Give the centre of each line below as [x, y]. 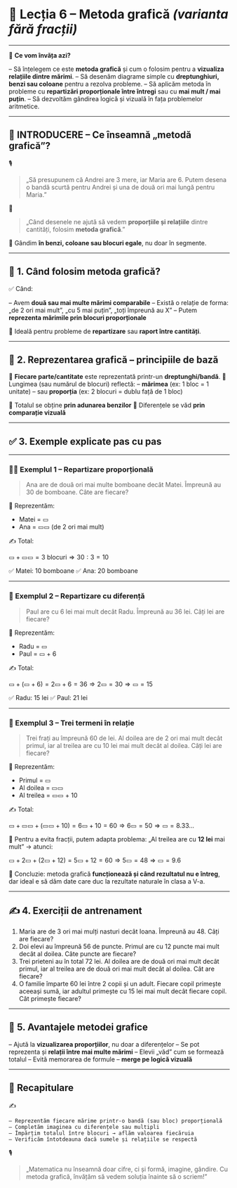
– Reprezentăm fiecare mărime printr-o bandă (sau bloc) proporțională [115, 1121]
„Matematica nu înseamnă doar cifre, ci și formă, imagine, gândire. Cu [127, 1169]
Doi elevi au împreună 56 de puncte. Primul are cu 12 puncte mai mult [119, 946]
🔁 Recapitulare [41, 1088]
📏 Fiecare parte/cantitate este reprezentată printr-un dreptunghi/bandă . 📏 [117, 377]
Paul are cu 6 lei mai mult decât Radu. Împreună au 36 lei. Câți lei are [125, 612]
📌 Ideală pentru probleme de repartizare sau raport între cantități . [105, 331]
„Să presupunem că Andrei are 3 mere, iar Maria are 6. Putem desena [126, 179]
